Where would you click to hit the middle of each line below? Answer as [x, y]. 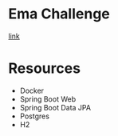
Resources [45, 68]
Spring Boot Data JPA [55, 107]
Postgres [35, 116]
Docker [32, 90]
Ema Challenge [59, 14]
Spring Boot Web [48, 99]
